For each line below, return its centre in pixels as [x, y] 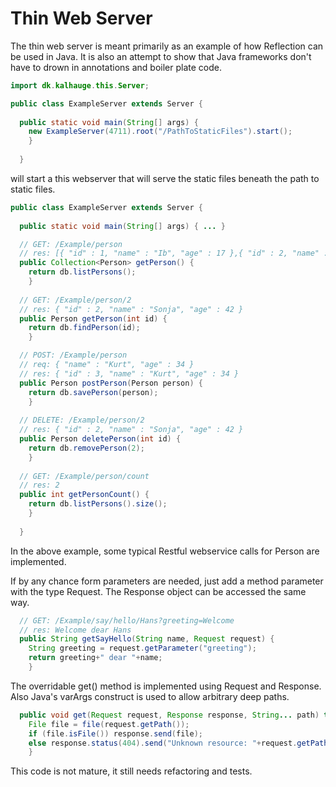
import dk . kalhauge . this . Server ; [80, 85]
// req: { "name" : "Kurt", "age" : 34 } [107, 365]
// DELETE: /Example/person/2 [82, 420]
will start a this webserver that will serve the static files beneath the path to [165, 178]
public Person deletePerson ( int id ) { [100, 439]
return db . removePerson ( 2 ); [86, 448]
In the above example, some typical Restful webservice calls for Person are [165, 551]
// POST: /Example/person [73, 355]
